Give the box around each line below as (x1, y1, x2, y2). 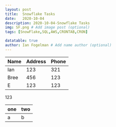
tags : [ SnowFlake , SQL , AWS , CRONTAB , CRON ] (5, 29, 88, 34)
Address (26, 58, 46, 65)
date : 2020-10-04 (5, 16, 45, 21)
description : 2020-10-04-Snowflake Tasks (5, 20, 90, 26)
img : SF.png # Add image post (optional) (5, 25, 90, 30)
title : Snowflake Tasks (5, 12, 55, 16)
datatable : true (5, 38, 38, 43)
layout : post (5, 7, 32, 12)
